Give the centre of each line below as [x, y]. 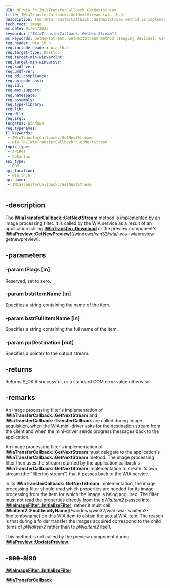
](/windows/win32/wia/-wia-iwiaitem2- [108, 511]
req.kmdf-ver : [20, 67]
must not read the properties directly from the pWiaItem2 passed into [78, 500]
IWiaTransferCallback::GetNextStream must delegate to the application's [83, 452]
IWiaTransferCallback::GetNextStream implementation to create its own [81, 469]
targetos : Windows [25, 123]
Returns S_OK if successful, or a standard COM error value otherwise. [78, 382]
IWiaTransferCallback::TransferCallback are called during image [74, 421]
